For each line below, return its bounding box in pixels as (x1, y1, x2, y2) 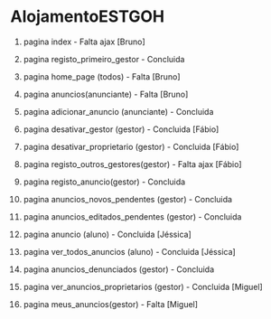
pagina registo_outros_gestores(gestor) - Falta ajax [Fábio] (23, 158, 242, 169)
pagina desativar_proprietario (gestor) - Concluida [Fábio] (23, 141, 239, 152)
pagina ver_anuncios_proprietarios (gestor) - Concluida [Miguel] (23, 281, 263, 292)
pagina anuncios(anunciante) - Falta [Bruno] (23, 89, 189, 99)
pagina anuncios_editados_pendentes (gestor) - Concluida (23, 211, 242, 222)
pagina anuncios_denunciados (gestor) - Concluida (23, 264, 215, 275)
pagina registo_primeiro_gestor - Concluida (23, 53, 185, 64)
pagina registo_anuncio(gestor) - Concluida (23, 176, 186, 187)
